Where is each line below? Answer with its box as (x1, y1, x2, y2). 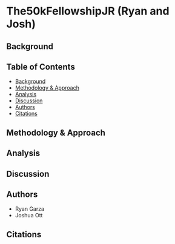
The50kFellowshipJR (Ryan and (6, 4, 170, 18)
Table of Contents (6, 62, 76, 72)
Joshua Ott (15, 212, 43, 219)
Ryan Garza (15, 205, 44, 213)
